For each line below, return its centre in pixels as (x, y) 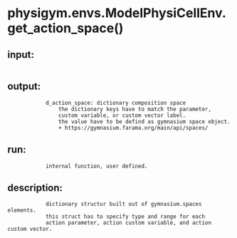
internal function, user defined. (96, 166)
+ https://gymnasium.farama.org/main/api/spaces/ (133, 128)
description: (35, 188)
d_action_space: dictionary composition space (116, 103)
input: (21, 55)
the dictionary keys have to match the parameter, (135, 109)
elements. (22, 211)
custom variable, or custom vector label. (122, 115)
